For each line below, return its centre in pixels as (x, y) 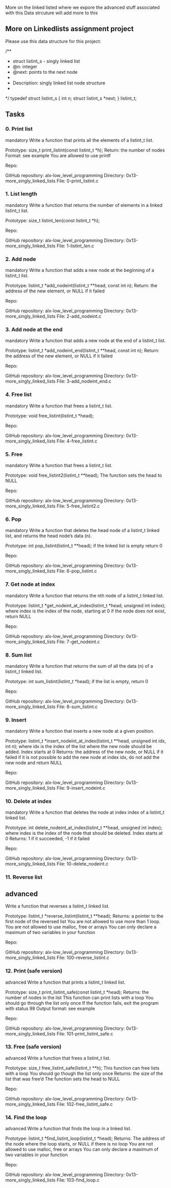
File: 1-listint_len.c (75, 246)
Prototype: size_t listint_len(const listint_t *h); (53, 220)
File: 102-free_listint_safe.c (85, 1104)
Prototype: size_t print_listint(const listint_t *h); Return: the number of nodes (85, 150)
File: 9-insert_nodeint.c (81, 788)
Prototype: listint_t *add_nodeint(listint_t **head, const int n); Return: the (81, 286)
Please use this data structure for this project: (53, 41)
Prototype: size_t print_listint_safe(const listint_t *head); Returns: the (77, 992)
